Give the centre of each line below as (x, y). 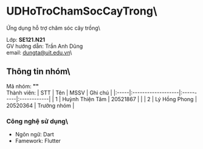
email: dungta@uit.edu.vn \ (39, 52)
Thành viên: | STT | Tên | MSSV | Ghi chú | (59, 93)
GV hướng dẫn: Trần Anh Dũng (45, 46)
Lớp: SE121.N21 (26, 39)
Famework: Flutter (38, 141)
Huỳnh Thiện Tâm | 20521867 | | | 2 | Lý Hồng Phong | (130, 99)
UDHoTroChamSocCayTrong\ (82, 11)
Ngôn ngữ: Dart (35, 134)
